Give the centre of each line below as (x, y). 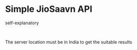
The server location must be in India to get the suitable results (69, 42)
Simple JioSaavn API (49, 9)
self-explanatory (22, 23)
